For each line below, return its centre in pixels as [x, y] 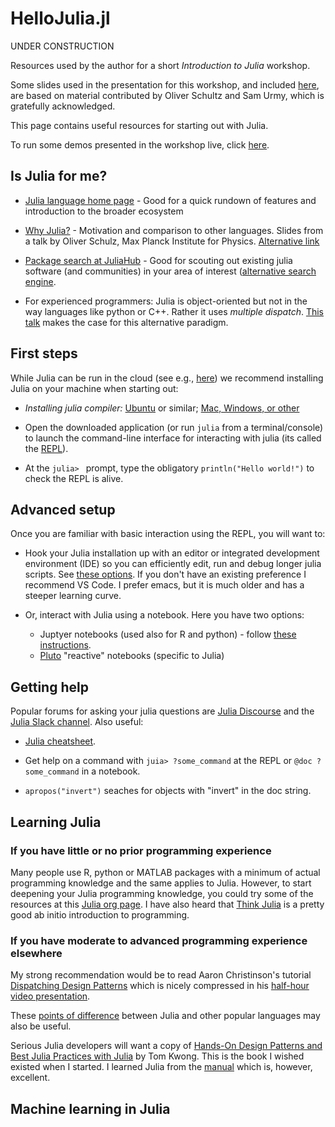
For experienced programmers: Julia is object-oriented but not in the [166, 301]
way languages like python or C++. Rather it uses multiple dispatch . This [174, 311]
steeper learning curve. [73, 596]
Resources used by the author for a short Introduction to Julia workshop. [160, 65]
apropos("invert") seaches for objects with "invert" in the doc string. [168, 791]
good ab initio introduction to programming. [100, 914]
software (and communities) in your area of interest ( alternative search [170, 271]
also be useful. [41, 1026]
